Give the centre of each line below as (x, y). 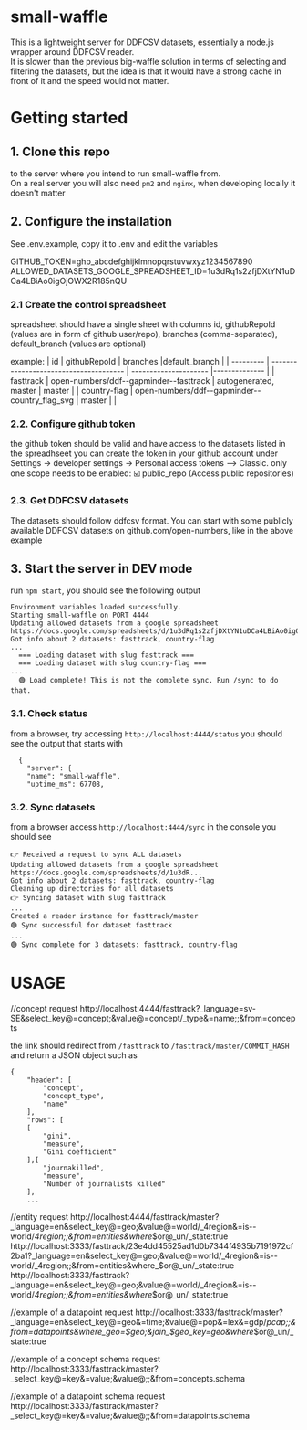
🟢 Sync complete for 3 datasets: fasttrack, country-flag (124, 945)
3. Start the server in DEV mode (102, 569)
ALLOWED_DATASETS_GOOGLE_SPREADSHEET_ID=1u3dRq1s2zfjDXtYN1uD (153, 270)
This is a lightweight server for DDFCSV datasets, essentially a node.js (142, 42)
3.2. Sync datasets (53, 807)
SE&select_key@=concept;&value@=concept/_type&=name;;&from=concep (153, 1018)
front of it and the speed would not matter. (90, 80)
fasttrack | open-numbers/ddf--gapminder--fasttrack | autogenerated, (143, 381)
